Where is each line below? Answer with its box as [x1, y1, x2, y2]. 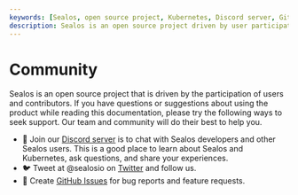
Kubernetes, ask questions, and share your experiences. [21, 152, 229, 164]
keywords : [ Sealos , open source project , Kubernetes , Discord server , [9, 12, 276, 22]
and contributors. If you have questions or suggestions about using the [9, 98, 269, 109]
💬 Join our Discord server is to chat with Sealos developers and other [21, 134, 277, 144]
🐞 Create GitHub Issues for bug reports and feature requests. [21, 175, 246, 186]
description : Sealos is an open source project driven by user [9, 21, 248, 30]
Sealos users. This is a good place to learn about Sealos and [21, 144, 244, 154]
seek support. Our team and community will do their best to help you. [9, 117, 263, 128]
